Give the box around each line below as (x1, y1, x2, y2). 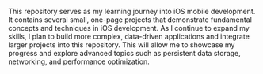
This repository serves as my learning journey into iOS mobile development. (8, 7, 256, 16)
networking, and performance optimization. (8, 57, 151, 66)
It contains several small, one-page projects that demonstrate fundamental (8, 15, 252, 24)
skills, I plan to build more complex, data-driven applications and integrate (8, 31, 250, 41)
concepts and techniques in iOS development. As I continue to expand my (8, 24, 250, 32)
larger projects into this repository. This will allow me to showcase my (8, 40, 235, 50)
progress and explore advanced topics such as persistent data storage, (8, 49, 242, 57)
